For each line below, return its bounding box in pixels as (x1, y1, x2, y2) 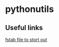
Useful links (5, 23, 43, 32)
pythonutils (5, 3, 54, 15)
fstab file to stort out (5, 36, 47, 42)
